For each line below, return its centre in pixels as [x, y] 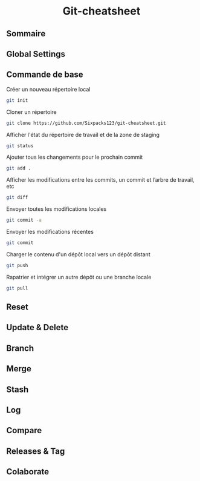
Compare [24, 430]
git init [17, 100]
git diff [17, 197]
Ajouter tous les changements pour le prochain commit [75, 157]
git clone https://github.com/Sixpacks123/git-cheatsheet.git [86, 123]
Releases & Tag [36, 451]
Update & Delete [37, 327]
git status [20, 146]
